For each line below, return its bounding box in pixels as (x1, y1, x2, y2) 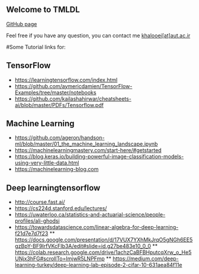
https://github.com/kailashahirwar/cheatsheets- (14, 95, 131, 102)
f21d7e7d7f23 (14, 230, 49, 237)
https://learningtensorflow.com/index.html (14, 76, 118, 83)
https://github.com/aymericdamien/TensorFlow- (14, 82, 133, 89)
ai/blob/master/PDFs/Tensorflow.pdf (14, 101, 104, 108)
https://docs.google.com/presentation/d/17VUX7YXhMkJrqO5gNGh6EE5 (14, 236, 193, 243)
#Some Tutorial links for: (6, 43, 66, 50)
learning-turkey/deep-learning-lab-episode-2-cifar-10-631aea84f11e (14, 262, 182, 269)
